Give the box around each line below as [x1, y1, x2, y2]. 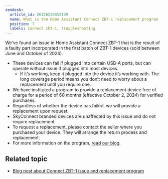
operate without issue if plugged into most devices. [12, 66, 119, 72]
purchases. [12, 97, 36, 103]
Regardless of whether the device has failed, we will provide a [12, 103, 141, 109]
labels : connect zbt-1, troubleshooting [10, 26, 95, 31]
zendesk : [5, 7, 24, 13]
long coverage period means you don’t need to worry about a [20, 76, 147, 82]
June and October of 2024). [5, 51, 64, 57]
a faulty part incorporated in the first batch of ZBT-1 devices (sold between [5, 45, 160, 51]
